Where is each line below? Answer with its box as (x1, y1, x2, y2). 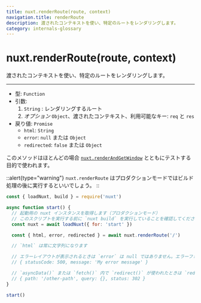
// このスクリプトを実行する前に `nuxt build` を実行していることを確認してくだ (11, 216, 190, 222)
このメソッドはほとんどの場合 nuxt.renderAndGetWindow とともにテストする (6, 154, 191, 162)
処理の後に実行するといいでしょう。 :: (6, 182, 100, 189)
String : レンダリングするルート (23, 105, 103, 113)
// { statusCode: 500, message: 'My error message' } (11, 259, 148, 265)
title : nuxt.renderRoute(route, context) (6, 8, 111, 15)
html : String (23, 127, 54, 134)
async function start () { (6, 205, 71, 211)
